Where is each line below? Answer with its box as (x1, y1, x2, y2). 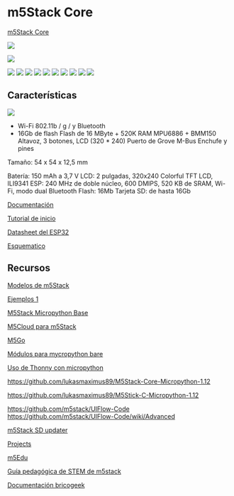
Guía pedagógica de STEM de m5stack (7, 467, 122, 475)
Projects (7, 439, 32, 448)
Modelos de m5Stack (7, 281, 69, 289)
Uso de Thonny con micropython (7, 363, 104, 372)
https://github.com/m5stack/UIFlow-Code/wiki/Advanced (7, 412, 175, 420)
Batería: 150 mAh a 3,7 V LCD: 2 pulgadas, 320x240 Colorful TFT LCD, (7, 171, 213, 180)
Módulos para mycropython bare (7, 349, 104, 358)
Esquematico (7, 242, 46, 250)
